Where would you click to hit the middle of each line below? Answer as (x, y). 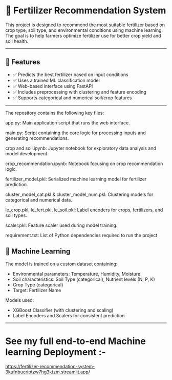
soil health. (17, 41)
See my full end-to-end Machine (76, 341)
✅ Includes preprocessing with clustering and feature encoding (80, 92)
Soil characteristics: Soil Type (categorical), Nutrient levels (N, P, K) (84, 279)
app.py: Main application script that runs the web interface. (68, 122)
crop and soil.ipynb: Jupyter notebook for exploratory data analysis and (81, 148)
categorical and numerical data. (39, 200)
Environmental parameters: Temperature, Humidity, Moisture (77, 274)
